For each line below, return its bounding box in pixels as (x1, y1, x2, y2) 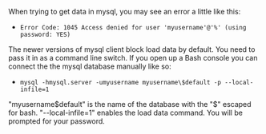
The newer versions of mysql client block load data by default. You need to (8, 45, 256, 54)
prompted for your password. (8, 116, 106, 126)
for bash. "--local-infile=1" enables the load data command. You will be (8, 108, 243, 117)
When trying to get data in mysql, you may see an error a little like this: (8, 7, 241, 16)
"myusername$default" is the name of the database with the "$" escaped (8, 100, 252, 108)
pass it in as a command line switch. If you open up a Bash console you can (8, 53, 258, 62)
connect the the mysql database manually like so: (8, 61, 172, 71)
